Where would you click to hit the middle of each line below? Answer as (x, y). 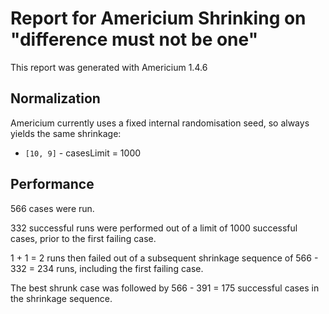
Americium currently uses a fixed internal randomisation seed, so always (160, 123)
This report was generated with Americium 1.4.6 (109, 67)
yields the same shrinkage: (66, 133)
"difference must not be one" (134, 39)
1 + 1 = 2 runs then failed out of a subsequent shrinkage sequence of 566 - (164, 258)
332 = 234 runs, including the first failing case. (107, 268)
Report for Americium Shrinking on (158, 18)
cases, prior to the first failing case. (83, 238)
